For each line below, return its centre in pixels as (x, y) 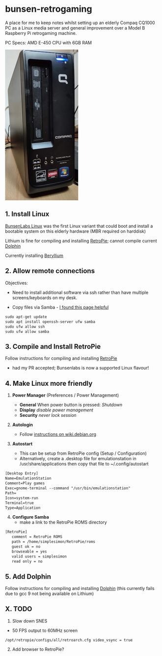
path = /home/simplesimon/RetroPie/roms (54, 542)
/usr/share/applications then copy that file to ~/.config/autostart (84, 464)
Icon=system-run (22, 498)
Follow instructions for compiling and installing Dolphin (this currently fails (80, 588)
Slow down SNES (30, 621)
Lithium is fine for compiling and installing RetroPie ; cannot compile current (81, 241)
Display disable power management (56, 410)
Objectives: (16, 283)
